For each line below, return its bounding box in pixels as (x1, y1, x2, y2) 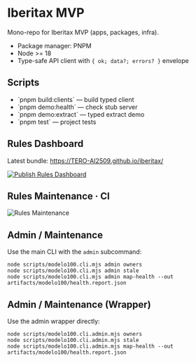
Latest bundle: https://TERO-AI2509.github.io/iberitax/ (7, 156, 164, 165)
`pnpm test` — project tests (17, 118, 97, 126)
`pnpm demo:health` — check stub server (17, 103, 138, 111)
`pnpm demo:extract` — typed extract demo (17, 110, 145, 118)
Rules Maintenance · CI (7, 190, 110, 202)
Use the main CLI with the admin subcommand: (7, 248, 142, 256)
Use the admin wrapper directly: (7, 317, 100, 325)
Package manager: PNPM (17, 41, 92, 50)
